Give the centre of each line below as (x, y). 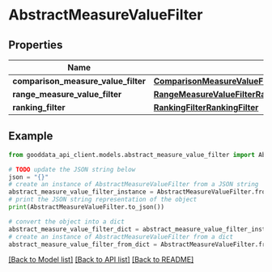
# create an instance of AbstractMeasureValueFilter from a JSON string (134, 185)
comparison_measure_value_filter (79, 81)
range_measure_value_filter (67, 94)
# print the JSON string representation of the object (103, 200)
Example (31, 136)
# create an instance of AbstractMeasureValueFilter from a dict (121, 236)
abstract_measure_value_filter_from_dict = (83, 244)
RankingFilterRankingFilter (206, 107)
